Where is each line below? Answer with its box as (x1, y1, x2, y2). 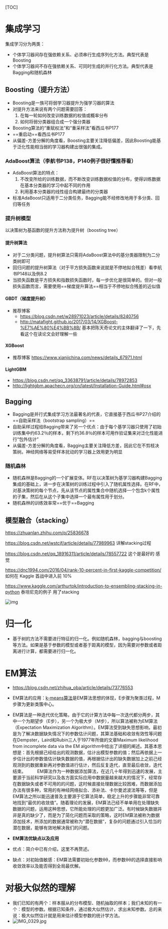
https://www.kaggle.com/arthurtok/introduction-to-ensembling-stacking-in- (5, 583, 162, 589)
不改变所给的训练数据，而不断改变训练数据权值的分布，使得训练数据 (20, 176, 161, 182)
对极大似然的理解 (5, 882, 76, 894)
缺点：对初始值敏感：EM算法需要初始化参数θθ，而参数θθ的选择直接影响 (12, 856, 162, 862)
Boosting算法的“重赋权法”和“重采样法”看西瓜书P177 (12, 125, 119, 131)
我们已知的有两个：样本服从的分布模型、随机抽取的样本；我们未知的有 (12, 900, 158, 906)
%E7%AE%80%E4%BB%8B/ (20, 325, 81, 331)
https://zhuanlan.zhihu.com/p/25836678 (5, 530, 89, 536)
